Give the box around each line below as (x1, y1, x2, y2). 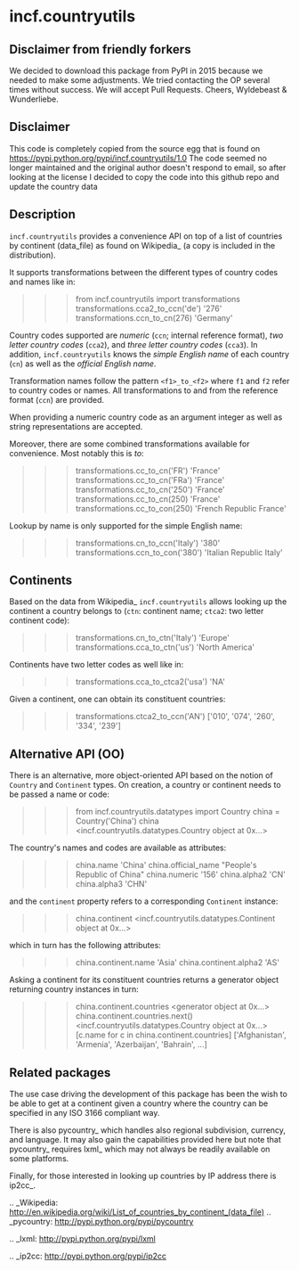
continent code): (9, 615, 69, 626)
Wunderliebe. (9, 94, 60, 104)
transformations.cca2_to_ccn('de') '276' (75, 303, 222, 314)
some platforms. (9, 1153, 69, 1164)
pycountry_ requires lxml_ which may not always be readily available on (9, 1143, 271, 1155)
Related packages (9, 1065, 111, 1080)
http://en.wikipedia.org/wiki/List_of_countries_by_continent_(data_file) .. (9, 1207, 271, 1217)
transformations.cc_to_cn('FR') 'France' (75, 465, 221, 476)
